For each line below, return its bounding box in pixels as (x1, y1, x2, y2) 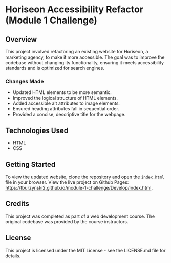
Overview (5, 35, 37, 44)
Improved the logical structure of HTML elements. (12, 95, 118, 101)
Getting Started (5, 160, 56, 169)
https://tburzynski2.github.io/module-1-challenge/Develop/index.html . (5, 184, 153, 191)
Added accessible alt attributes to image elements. (12, 100, 120, 106)
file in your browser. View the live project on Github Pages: (5, 179, 129, 185)
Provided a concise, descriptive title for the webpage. (12, 111, 126, 118)
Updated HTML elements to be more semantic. (12, 89, 112, 96)
